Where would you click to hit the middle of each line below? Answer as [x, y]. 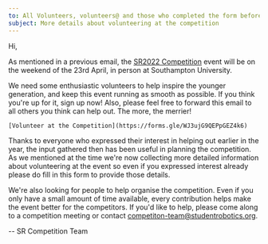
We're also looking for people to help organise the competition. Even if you [131, 190]
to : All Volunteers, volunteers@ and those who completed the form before [135, 16]
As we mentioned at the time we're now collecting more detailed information [134, 158]
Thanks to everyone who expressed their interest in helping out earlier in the [134, 140]
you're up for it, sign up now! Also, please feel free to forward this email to [130, 102]
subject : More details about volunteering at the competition [114, 23]
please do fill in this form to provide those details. [89, 174]
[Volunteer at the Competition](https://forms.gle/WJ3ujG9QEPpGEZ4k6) [128, 126]
